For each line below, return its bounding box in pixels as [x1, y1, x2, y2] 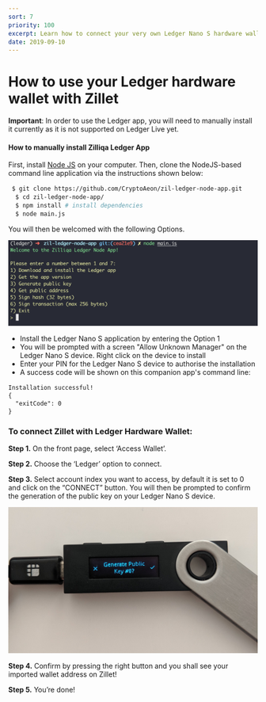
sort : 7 [8, 13, 34, 21]
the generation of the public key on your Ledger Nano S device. [8, 491, 216, 501]
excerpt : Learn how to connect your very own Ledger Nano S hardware [8, 29, 243, 37]
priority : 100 [8, 21, 55, 29]
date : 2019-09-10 [8, 38, 66, 46]
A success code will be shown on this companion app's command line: [19, 367, 251, 376]
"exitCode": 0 [15, 399, 62, 407]
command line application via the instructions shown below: [8, 169, 203, 178]
